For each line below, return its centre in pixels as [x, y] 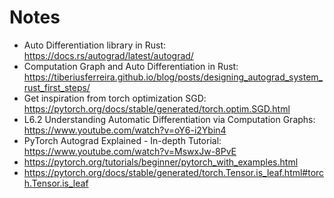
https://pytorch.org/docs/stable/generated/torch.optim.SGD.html [157, 108]
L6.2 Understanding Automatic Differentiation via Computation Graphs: [169, 119]
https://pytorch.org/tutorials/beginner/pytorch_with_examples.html [161, 162]
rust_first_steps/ [57, 87]
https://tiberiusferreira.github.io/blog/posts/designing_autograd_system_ [173, 77]
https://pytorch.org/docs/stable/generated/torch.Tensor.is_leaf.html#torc [174, 172]
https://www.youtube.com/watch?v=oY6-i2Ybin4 [125, 130]
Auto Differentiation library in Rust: [95, 45]
